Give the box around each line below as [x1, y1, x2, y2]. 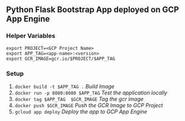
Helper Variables [6, 32, 56, 40]
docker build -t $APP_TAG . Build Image [14, 82, 114, 90]
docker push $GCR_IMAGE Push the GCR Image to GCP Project [14, 101, 163, 109]
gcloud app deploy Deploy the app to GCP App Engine [14, 108, 148, 115]
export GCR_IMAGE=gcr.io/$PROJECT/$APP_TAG [6, 56, 116, 62]
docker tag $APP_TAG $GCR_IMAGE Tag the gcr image [14, 95, 144, 103]
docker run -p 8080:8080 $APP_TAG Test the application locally [14, 89, 168, 96]
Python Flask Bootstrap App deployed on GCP [6, 5, 179, 15]
